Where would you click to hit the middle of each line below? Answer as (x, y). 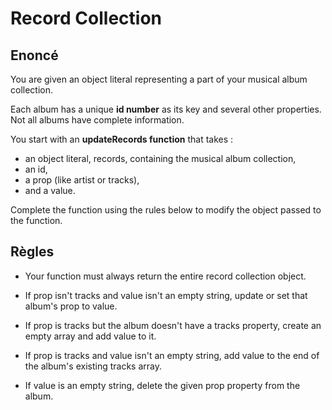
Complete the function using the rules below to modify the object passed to (166, 210)
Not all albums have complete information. (97, 120)
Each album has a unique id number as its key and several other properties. (166, 109)
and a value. (50, 190)
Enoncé (34, 55)
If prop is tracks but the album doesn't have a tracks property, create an (173, 325)
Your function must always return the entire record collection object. (165, 276)
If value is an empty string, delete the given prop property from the (162, 385)
